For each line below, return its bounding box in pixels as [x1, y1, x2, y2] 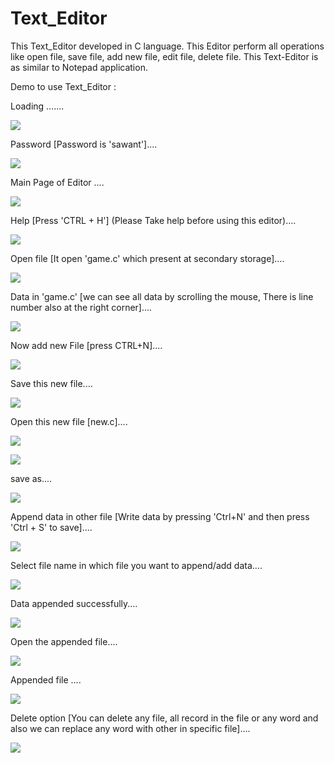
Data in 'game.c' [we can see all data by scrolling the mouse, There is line [10, 290, 314, 302]
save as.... [10, 472, 53, 484]
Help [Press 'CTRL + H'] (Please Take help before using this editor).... [10, 214, 297, 226]
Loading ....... [10, 100, 65, 112]
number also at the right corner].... [10, 301, 153, 313]
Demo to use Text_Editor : [10, 80, 117, 92]
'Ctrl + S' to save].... [10, 521, 93, 533]
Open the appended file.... [10, 635, 118, 647]
